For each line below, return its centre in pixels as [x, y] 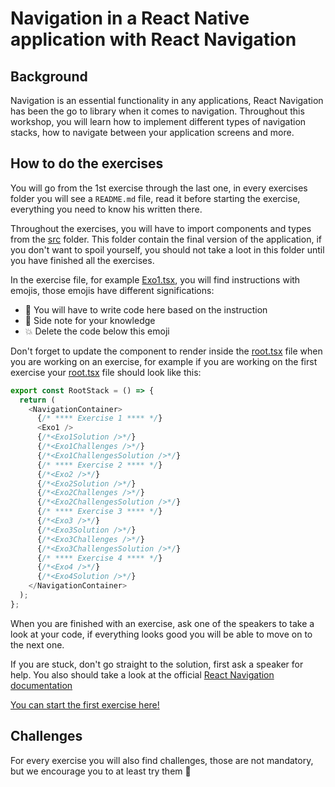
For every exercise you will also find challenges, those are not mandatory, [162, 760]
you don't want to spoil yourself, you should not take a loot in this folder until [167, 249]
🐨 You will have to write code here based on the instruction [146, 309]
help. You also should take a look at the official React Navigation [142, 674]
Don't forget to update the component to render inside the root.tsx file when [166, 351]
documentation [41, 685]
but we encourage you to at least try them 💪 [101, 771]
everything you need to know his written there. [106, 209]
